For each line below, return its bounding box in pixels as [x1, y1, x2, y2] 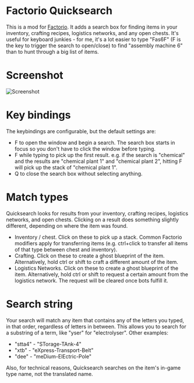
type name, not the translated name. [6, 370, 93, 377]
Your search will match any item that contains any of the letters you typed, [6, 316, 185, 323]
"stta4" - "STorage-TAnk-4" [14, 340, 82, 347]
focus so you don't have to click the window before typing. [14, 145, 156, 152]
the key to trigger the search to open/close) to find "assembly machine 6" [6, 42, 183, 49]
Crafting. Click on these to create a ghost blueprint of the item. [14, 252, 165, 259]
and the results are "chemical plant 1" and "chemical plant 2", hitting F [14, 158, 182, 165]
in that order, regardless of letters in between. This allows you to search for [6, 323, 186, 330]
